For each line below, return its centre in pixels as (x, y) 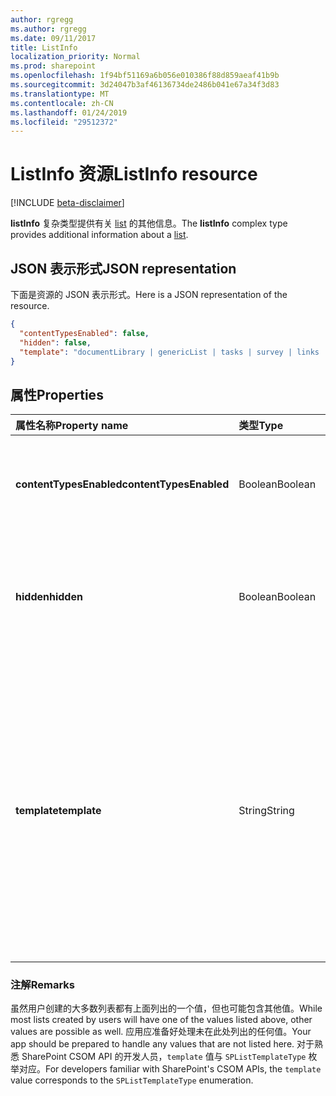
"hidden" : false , (55, 342)
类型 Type (261, 426)
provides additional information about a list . (99, 235)
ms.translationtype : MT (60, 94)
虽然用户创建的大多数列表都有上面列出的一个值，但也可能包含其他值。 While (166, 1008)
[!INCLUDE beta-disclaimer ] (67, 203)
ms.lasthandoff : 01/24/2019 (69, 112)
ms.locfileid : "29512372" (64, 122)
